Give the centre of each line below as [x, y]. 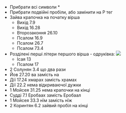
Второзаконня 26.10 [37, 33]
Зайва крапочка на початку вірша [45, 17]
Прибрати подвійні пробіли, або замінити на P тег [61, 12]
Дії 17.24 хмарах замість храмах [43, 80]
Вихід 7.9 [26, 22]
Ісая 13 [24, 59]
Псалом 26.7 [30, 43]
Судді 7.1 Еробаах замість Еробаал [45, 95]
